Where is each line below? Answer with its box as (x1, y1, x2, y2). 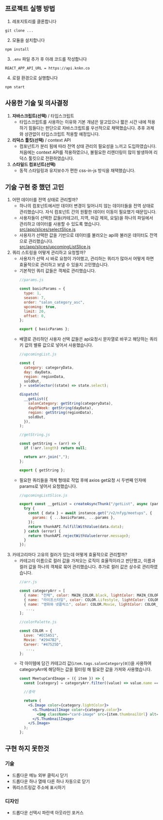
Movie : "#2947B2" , (23, 637, 61, 642)
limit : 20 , (23, 309, 46, 314)
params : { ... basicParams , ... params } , (32, 515, 115, 520)
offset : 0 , (23, 313, 46, 318)
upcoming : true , (23, 304, 57, 309)
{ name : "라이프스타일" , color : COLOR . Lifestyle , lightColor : (23, 597, 147, 602)
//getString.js (19, 432, 50, 437)
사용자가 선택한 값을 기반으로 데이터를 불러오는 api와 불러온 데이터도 (19, 232, 149, 238)
